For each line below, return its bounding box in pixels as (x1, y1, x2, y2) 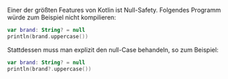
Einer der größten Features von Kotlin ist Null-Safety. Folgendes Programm (7, 6, 221, 14)
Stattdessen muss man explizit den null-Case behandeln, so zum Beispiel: (7, 45, 219, 54)
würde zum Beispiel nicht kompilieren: (7, 13, 117, 21)
